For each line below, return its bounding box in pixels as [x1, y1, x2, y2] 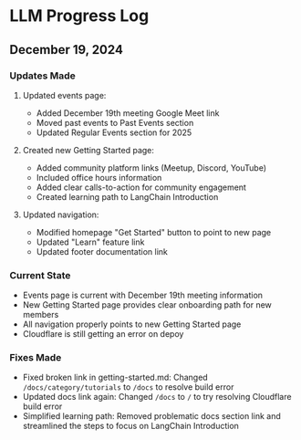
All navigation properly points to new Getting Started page [22, 319, 242, 330]
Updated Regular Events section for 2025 [36, 127, 192, 138]
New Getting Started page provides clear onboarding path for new [22, 299, 272, 310]
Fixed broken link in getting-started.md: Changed [22, 372, 208, 383]
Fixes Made [9, 351, 62, 364]
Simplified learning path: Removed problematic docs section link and [22, 411, 281, 422]
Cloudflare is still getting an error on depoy [22, 329, 184, 340]
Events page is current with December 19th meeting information [22, 289, 263, 301]
